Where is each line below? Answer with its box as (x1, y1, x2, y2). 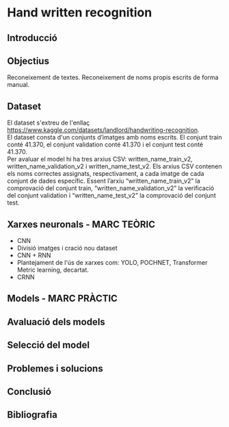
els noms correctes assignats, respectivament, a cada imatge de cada (7, 170, 204, 178)
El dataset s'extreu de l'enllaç (7, 118, 90, 127)
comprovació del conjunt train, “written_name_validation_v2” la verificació (7, 184, 215, 192)
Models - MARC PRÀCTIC (7, 293, 118, 305)
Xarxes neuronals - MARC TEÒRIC (7, 218, 156, 230)
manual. (7, 81, 29, 89)
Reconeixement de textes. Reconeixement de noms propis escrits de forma (7, 73, 219, 81)
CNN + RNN (16, 251, 51, 259)
